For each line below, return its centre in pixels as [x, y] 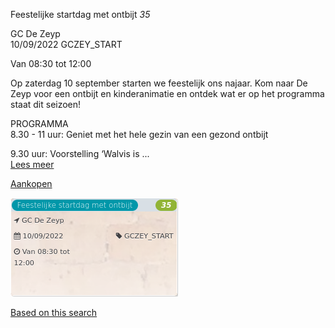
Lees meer [32, 164]
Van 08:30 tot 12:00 [51, 63]
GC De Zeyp [35, 33]
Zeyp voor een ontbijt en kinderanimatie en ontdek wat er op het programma [167, 93]
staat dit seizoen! [46, 104]
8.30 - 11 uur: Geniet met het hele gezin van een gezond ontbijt [139, 134]
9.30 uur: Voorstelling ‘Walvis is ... [80, 153]
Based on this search [54, 312]
